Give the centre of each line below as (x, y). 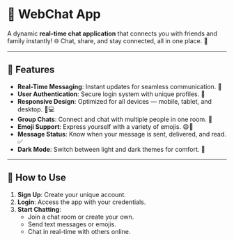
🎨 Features (31, 70)
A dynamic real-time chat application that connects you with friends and (112, 33)
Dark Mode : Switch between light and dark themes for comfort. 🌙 (111, 149)
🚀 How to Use (37, 178)
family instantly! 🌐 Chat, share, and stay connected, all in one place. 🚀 (108, 40)
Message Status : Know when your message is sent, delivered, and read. (122, 134)
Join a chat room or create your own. (81, 217)
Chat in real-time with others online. (79, 231)
